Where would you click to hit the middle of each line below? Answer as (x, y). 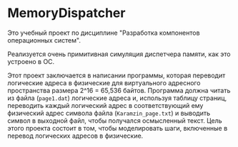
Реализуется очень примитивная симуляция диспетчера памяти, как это (119, 54)
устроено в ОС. (31, 61)
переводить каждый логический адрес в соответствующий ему (105, 105)
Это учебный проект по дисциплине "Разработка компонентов (104, 33)
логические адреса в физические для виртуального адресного (104, 82)
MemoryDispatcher (66, 13)
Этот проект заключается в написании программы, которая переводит (116, 75)
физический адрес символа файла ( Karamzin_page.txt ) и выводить (109, 113)
